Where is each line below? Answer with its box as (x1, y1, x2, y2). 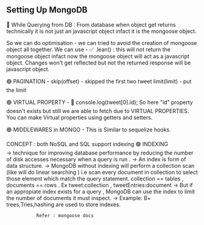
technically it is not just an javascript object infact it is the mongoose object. (6, 27, 197, 35)
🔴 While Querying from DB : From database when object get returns (6, 21, 176, 28)
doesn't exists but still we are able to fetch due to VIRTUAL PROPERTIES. (6, 107, 189, 114)
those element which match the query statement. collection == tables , (6, 175, 184, 182)
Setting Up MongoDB (6, 5, 88, 15)
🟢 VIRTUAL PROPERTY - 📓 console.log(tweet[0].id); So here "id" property (6, 99, 193, 106)
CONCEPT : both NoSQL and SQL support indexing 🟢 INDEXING (6, 140, 169, 148)
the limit (6, 86, 26, 94)
